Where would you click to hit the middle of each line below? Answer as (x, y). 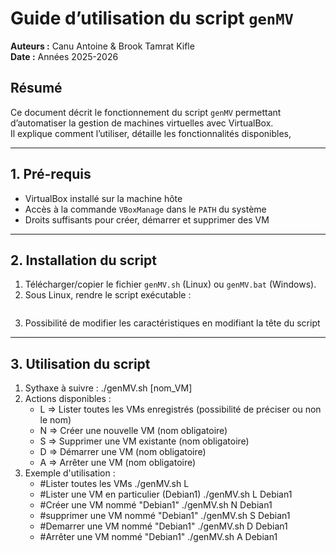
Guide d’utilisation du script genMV (152, 18)
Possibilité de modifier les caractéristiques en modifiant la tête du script (172, 323)
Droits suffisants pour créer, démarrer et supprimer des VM (147, 219)
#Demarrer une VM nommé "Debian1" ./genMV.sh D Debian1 (163, 526)
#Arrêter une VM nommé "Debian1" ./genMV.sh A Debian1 (158, 537)
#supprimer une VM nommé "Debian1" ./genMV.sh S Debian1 (165, 516)
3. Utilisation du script (80, 363)
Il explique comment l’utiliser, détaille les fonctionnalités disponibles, (151, 133)
